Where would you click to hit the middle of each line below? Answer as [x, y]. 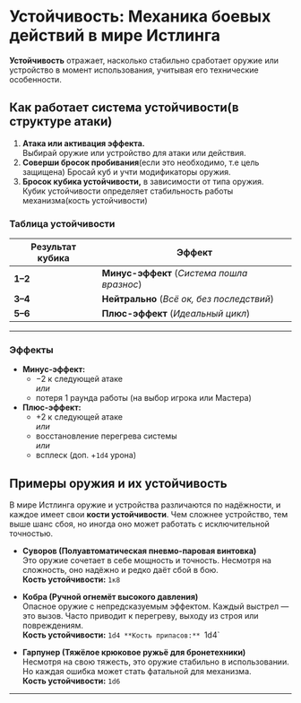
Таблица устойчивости [62, 223]
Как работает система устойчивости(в [124, 108]
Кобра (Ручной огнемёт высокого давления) [110, 597]
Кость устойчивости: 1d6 [71, 681]
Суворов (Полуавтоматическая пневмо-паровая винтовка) [139, 551]
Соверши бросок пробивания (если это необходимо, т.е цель [141, 162]
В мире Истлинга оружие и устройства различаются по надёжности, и [145, 505]
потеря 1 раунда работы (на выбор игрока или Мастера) [144, 398]
